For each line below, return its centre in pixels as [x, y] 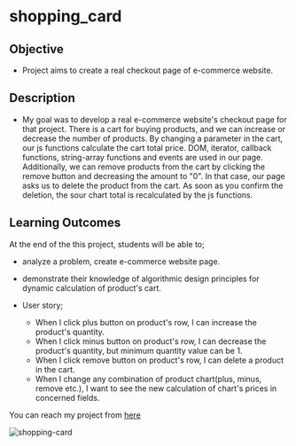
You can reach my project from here [75, 415]
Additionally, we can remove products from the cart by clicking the [144, 167]
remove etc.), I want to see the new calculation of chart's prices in [156, 388]
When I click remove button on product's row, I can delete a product [159, 360]
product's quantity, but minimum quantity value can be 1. [139, 350]
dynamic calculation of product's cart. [92, 288]
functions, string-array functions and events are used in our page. [142, 157]
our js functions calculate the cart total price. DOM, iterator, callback [147, 147]
